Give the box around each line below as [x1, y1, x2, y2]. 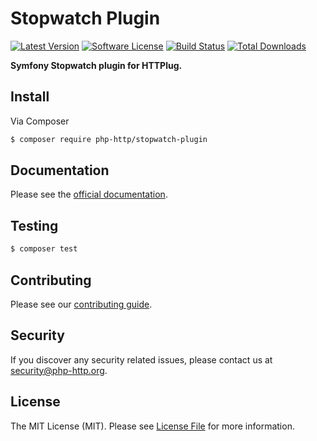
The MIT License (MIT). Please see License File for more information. [10, 420, 295, 432]
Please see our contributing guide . [10, 298, 153, 310]
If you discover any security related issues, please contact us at [10, 353, 273, 366]
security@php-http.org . [10, 364, 108, 376]
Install [10, 88, 50, 106]
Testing [10, 217, 59, 234]
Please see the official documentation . [10, 188, 168, 201]
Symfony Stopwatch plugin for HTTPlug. [10, 59, 183, 71]
